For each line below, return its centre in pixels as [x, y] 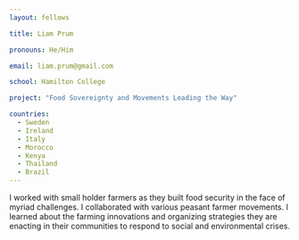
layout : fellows [39, 17]
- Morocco [35, 147]
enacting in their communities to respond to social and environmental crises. [149, 226]
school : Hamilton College [57, 82]
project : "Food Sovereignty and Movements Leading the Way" [124, 98]
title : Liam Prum [42, 33]
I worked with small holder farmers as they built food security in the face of [147, 198]
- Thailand [37, 164]
